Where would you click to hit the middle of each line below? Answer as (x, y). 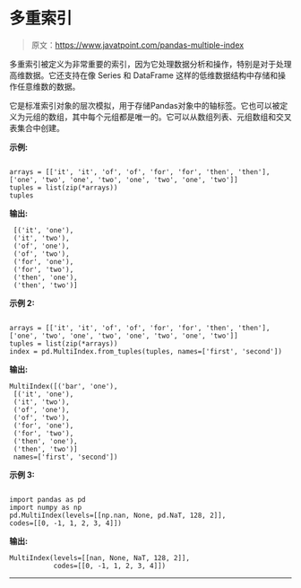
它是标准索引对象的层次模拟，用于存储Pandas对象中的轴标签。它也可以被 (145, 105)
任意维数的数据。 (48, 86)
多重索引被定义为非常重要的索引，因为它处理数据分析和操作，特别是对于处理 (150, 64)
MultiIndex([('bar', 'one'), (64, 386)
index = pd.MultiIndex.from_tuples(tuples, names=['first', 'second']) (146, 351)
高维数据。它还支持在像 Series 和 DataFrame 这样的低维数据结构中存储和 (144, 75)
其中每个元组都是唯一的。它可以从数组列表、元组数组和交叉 (181, 117)
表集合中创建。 (37, 127)
